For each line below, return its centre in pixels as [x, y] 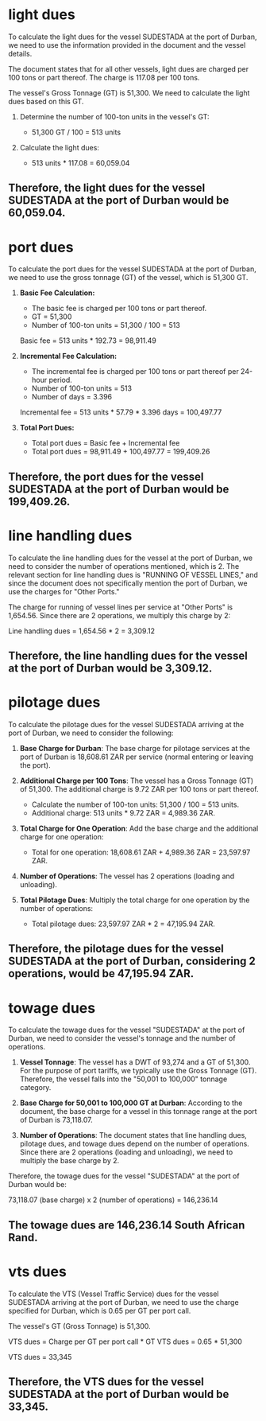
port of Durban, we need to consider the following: [91, 733]
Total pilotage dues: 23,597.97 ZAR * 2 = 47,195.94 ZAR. [123, 924]
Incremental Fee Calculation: [68, 356]
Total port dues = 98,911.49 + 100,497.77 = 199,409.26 [121, 452]
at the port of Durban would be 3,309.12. [110, 668]
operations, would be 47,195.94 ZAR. [101, 973]
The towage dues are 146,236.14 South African [127, 1225]
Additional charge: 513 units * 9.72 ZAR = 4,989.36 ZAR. [123, 812]
